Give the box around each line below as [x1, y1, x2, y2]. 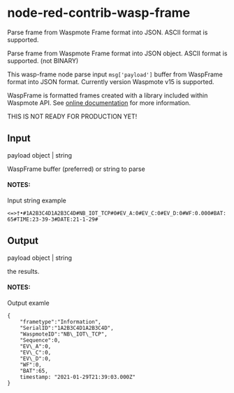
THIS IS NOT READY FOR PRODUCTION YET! [7, 112, 138, 120]
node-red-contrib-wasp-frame [7, 5, 191, 21]
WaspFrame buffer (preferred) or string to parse [7, 165, 145, 173]
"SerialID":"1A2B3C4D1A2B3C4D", [20, 324, 114, 331]
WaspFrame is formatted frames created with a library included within [7, 91, 208, 99]
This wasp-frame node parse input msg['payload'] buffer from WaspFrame [7, 70, 224, 78]
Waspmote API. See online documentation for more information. [7, 98, 191, 106]
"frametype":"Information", [20, 318, 101, 325]
